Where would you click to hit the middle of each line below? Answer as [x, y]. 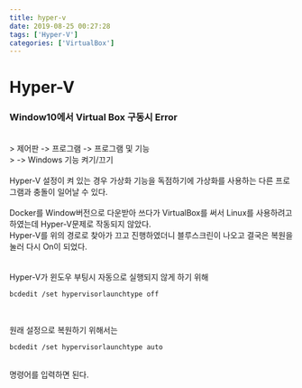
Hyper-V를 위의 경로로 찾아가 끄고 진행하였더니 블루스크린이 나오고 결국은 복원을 [151, 235]
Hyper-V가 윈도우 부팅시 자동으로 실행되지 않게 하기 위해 [109, 277]
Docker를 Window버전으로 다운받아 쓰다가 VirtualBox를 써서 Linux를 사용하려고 [151, 212]
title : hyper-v [38, 18]
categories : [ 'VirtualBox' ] [62, 43]
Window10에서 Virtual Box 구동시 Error [93, 117]
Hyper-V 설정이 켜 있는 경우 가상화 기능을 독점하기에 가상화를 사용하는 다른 [142, 180]
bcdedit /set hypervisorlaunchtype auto [87, 347]
